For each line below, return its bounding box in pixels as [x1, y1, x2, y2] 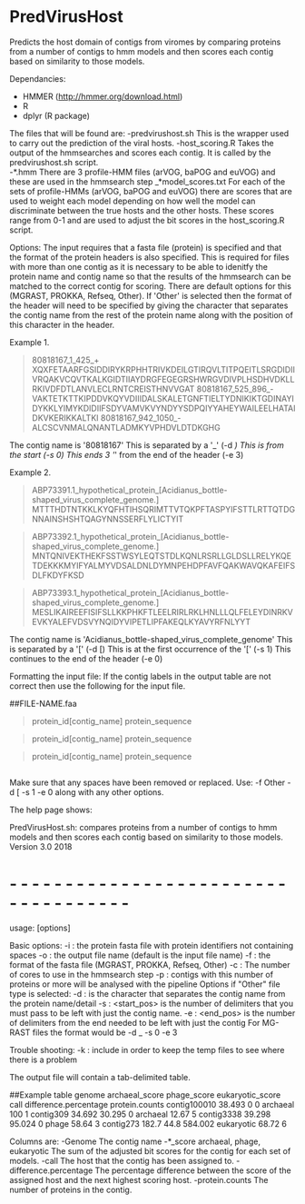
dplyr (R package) [22, 110, 91, 121]
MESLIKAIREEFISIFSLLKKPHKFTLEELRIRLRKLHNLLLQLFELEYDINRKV [31, 606, 293, 617]
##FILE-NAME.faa [9, 698, 77, 709]
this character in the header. [9, 319, 115, 330]
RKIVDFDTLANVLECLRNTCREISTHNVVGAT [31, 383, 195, 394]
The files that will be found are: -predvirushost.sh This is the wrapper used [9, 127, 290, 138]
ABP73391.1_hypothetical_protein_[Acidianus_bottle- [31, 484, 228, 495]
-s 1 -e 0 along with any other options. [21, 787, 164, 798]
